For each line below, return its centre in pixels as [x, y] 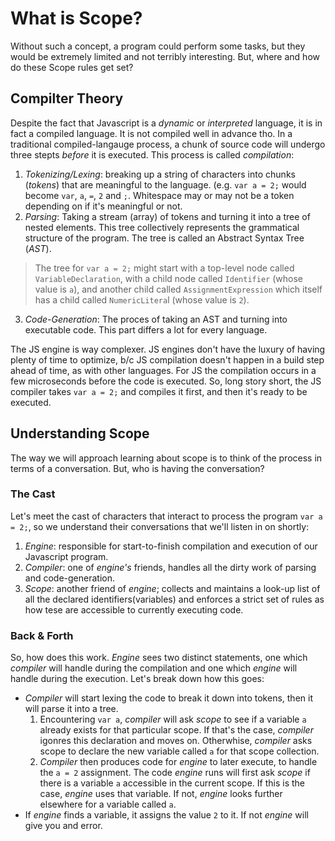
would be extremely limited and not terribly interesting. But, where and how [165, 56]
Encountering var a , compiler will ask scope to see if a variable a [173, 719]
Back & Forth [42, 635]
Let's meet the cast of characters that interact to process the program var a [166, 516]
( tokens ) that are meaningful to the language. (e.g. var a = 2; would [165, 184]
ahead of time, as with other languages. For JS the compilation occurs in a [163, 370]
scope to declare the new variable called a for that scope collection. [179, 751]
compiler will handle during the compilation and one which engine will [154, 668]
